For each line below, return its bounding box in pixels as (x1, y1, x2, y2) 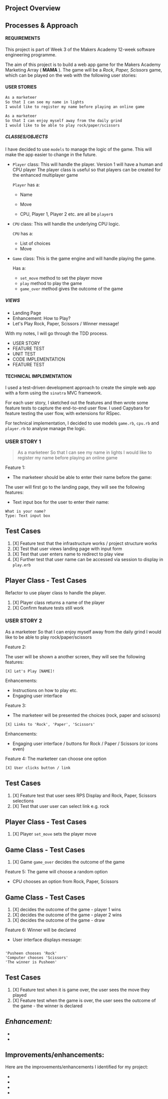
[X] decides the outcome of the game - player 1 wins (12, 907, 121, 913)
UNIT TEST (12, 351, 36, 357)
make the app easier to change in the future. (5, 152, 97, 158)
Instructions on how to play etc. (12, 687, 78, 693)
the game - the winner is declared (12, 1002, 83, 1009)
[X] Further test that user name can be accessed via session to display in (12, 556, 163, 562)
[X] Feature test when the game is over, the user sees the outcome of (12, 997, 156, 1003)
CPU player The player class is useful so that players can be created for (12, 167, 161, 173)
